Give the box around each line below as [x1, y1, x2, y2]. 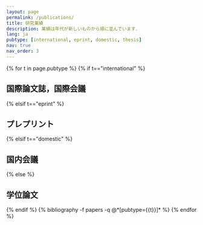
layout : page [6, 8, 39, 15]
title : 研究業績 [6, 20, 43, 26]
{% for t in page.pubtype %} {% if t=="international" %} [6, 65, 146, 72]
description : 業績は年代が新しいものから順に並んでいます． [6, 25, 140, 32]
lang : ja [6, 31, 28, 37]
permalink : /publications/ [6, 14, 74, 21]
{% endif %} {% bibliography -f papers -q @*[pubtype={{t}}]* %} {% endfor [6, 206, 197, 213]
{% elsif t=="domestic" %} [6, 135, 73, 142]
